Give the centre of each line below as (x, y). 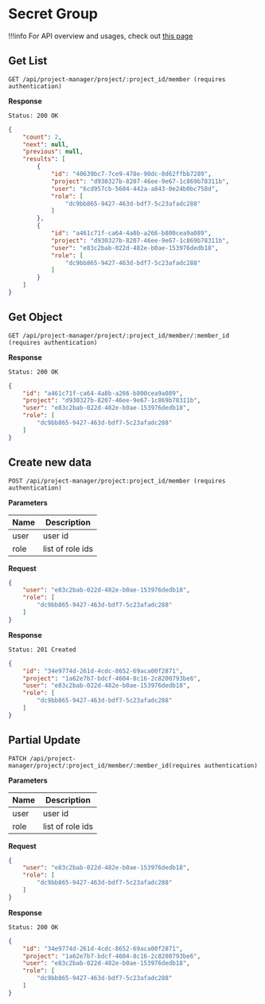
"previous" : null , (53, 152)
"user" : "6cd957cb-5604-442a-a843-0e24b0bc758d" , (134, 189)
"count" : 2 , (42, 137)
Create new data (50, 463)
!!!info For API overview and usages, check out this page (101, 36)
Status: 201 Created (43, 650)
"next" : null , (46, 144)
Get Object (35, 317)
